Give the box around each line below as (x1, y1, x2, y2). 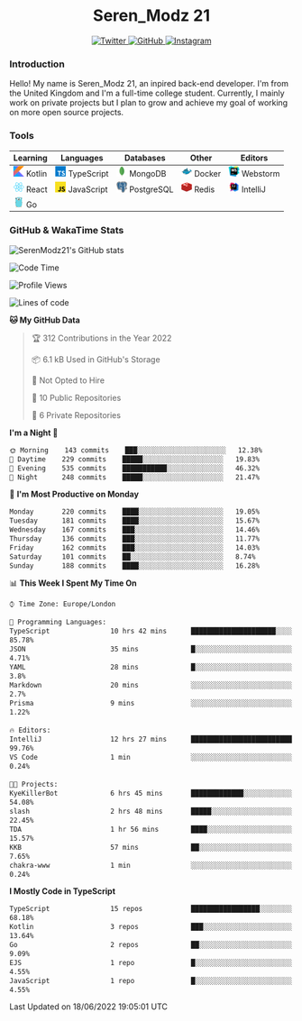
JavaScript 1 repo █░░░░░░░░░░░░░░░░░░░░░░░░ (9, 976, 293, 985)
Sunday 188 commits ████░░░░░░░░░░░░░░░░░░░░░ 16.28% (9, 561, 260, 570)
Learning (13, 152, 48, 163)
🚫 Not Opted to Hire (31, 375, 105, 386)
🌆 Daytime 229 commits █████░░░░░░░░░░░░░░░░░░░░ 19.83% (9, 454, 260, 464)
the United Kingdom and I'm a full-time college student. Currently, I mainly (9, 87, 286, 99)
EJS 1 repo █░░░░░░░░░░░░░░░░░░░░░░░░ (9, 958, 293, 967)
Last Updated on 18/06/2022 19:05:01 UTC (9, 1001, 169, 1012)
